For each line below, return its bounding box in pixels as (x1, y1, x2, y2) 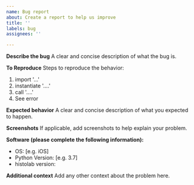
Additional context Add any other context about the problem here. (6, 172, 170, 180)
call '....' (14, 89, 34, 96)
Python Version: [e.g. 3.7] (14, 154, 78, 162)
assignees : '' (6, 31, 42, 37)
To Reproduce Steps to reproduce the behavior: (6, 64, 124, 72)
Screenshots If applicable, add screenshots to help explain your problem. (6, 125, 187, 132)
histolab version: (14, 160, 56, 168)
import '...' (14, 76, 40, 83)
